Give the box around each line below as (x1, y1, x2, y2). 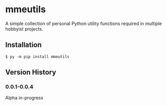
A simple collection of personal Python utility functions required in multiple (5, 20, 162, 26)
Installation (5, 41, 42, 49)
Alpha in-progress (5, 95, 43, 101)
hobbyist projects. (5, 25, 43, 32)
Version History (5, 68, 56, 77)
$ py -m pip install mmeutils (5, 54, 70, 59)
